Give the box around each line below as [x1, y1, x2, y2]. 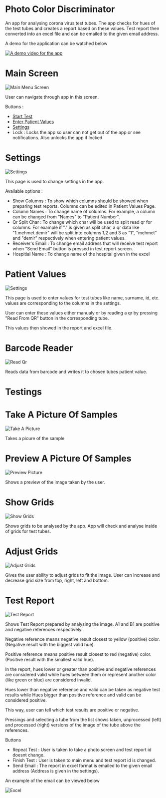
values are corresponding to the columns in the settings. [5, 300, 121, 306]
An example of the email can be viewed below [5, 777, 100, 783]
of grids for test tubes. [5, 528, 51, 534]
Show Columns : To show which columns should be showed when [12, 198, 149, 204]
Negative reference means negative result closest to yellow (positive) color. [5, 636, 161, 642]
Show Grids [5, 497, 54, 508]
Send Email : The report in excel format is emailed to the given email [12, 762, 153, 768]
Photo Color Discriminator [5, 4, 115, 15]
